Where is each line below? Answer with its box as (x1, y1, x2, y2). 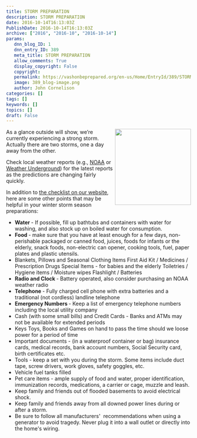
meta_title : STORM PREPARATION (13, 52, 91, 58)
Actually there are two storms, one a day (6, 141, 104, 148)
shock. (14, 394, 31, 401)
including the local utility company (14, 306, 98, 313)
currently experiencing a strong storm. (6, 135, 99, 142)
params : (6, 36, 25, 42)
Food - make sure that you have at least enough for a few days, (14, 232, 168, 239)
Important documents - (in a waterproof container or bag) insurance (14, 337, 180, 345)
